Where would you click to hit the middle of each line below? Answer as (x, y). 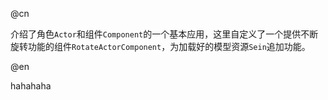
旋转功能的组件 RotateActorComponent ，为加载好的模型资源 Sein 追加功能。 (160, 46)
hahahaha (31, 86)
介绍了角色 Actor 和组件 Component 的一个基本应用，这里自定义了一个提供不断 (164, 34)
